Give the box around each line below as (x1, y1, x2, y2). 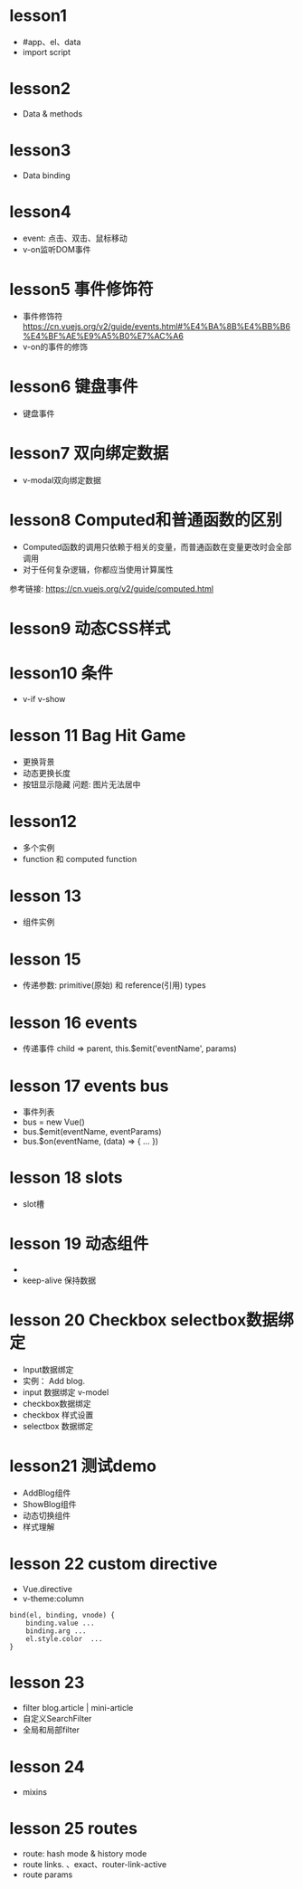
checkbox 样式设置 (22, 1410, 94, 1420)
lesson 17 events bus (9, 1076, 169, 1096)
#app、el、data (22, 36, 81, 47)
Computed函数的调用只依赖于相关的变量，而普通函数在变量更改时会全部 (22, 541, 292, 552)
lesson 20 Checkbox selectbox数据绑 (9, 1310, 294, 1331)
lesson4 (9, 202, 72, 222)
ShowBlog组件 (22, 1499, 77, 1509)
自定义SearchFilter (22, 1713, 92, 1723)
